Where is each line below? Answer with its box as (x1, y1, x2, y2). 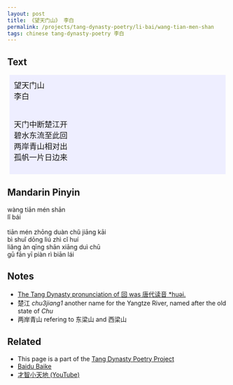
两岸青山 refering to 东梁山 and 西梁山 (17, 315, 127, 323)
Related (7, 336, 42, 348)
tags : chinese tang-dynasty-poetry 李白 (7, 30, 125, 37)
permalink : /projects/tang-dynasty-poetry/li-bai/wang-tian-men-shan (7, 23, 215, 30)
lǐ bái (7, 212, 21, 221)
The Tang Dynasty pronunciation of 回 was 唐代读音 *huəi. (17, 289, 186, 299)
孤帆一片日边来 (13, 152, 68, 162)
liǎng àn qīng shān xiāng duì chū (7, 242, 101, 251)
